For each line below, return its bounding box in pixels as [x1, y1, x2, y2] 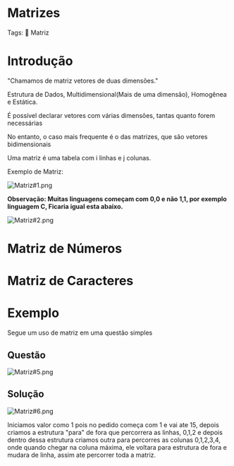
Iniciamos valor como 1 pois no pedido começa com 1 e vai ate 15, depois [7, 420, 220, 429]
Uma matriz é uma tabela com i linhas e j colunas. [7, 153, 152, 162]
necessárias [7, 119, 43, 127]
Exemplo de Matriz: [7, 167, 63, 176]
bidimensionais [7, 140, 51, 148]
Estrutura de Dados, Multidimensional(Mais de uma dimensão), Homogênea [7, 90, 227, 98]
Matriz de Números [7, 241, 122, 257]
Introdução [7, 53, 73, 69]
